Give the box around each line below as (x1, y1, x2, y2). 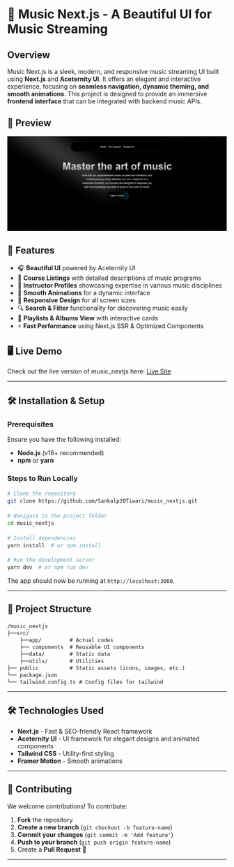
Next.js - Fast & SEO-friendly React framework (17, 727, 153, 735)
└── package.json (7, 672, 58, 679)
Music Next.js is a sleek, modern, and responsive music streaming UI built (7, 68, 219, 75)
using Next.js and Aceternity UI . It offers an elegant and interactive (7, 75, 201, 83)
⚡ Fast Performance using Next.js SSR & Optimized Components (17, 321, 204, 330)
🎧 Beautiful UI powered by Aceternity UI (17, 263, 136, 272)
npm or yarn (17, 457, 54, 465)
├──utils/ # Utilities (19, 658, 104, 665)
